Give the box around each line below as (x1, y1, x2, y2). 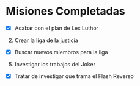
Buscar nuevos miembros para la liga (14, 49, 108, 56)
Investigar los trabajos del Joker (14, 61, 96, 68)
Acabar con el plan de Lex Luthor (14, 24, 99, 32)
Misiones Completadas (6, 4, 126, 18)
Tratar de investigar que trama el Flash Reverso (14, 73, 134, 80)
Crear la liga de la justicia (14, 37, 78, 44)
